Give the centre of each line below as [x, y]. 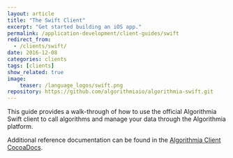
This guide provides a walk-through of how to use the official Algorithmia [112, 112]
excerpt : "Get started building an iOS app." [74, 27]
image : [17, 79]
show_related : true [36, 72]
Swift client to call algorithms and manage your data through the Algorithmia [117, 119]
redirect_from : [29, 40]
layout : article [31, 14]
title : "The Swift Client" [46, 20]
